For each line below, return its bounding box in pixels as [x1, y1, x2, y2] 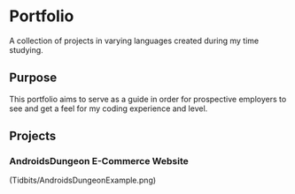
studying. [9, 44, 44, 55]
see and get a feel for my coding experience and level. [9, 103, 208, 114]
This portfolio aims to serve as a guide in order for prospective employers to [9, 93, 287, 104]
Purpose [9, 71, 58, 86]
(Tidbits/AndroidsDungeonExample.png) [9, 175, 157, 186]
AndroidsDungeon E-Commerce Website [9, 155, 189, 168]
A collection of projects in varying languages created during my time [9, 35, 260, 46]
